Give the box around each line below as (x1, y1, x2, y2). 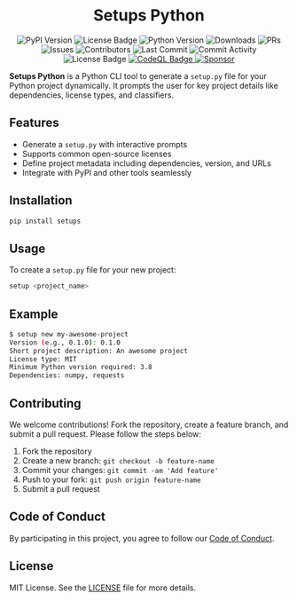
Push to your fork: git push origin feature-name (21, 474, 201, 485)
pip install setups (9, 217, 82, 225)
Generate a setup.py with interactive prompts (21, 138, 188, 149)
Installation (9, 193, 73, 209)
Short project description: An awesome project (9, 346, 189, 355)
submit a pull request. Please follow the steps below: (9, 429, 202, 439)
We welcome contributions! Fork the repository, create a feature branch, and (9, 419, 289, 430)
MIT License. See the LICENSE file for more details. (9, 582, 197, 593)
